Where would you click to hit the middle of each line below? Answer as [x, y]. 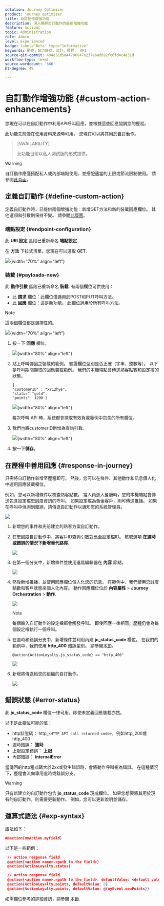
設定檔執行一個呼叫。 [38, 629]
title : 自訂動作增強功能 [27, 19]
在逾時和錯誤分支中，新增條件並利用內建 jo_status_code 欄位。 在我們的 [85, 640]
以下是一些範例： [22, 848]
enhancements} [38, 109]
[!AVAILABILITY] [33, 143]
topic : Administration [28, 32]
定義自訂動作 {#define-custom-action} [65, 197]
